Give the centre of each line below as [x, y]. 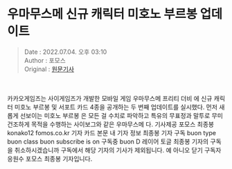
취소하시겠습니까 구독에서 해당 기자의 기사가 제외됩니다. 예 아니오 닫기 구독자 [118, 150]
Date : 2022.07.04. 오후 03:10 [65, 52]
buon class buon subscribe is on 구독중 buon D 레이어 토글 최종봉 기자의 [108, 141]
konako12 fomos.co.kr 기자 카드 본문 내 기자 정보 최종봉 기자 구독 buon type [112, 132]
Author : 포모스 [45, 60]
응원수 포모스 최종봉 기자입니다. [50, 159]
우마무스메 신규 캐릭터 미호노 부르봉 [102, 14]
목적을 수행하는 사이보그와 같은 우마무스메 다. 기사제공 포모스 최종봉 [123, 124]
